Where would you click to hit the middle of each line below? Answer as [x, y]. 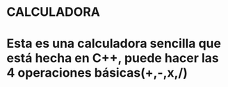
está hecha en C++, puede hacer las [113, 58]
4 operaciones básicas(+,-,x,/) [97, 73]
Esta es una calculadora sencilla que [114, 44]
